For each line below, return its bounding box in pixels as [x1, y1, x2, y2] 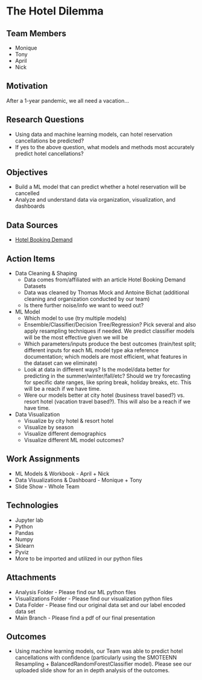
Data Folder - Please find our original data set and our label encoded [14, 601, 186, 608]
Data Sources [6, 220, 58, 230]
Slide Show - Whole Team [14, 483, 80, 490]
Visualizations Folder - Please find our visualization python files [14, 595, 173, 602]
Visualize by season [24, 424, 74, 431]
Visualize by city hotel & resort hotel [24, 417, 113, 425]
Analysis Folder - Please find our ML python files [14, 588, 136, 595]
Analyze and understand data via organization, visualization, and [14, 196, 176, 204]
